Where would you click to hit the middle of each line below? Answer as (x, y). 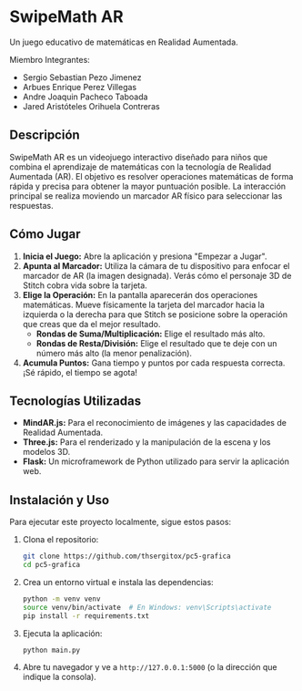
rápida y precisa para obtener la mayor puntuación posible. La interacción (148, 186)
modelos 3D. (46, 452)
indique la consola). (60, 677)
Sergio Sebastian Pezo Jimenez (82, 77)
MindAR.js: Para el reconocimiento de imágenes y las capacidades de (154, 423)
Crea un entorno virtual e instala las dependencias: (118, 582)
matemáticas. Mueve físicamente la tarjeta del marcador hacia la (144, 304)
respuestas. (31, 205)
